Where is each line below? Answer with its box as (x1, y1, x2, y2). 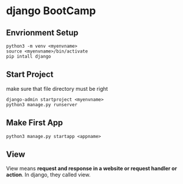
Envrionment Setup (6, 28, 79, 38)
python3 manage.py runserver (6, 101, 78, 107)
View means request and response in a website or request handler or (6, 165, 178, 172)
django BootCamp (6, 4, 96, 18)
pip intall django (6, 54, 51, 60)
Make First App (6, 118, 64, 128)
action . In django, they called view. (6, 171, 91, 178)
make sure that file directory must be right (6, 85, 108, 92)
